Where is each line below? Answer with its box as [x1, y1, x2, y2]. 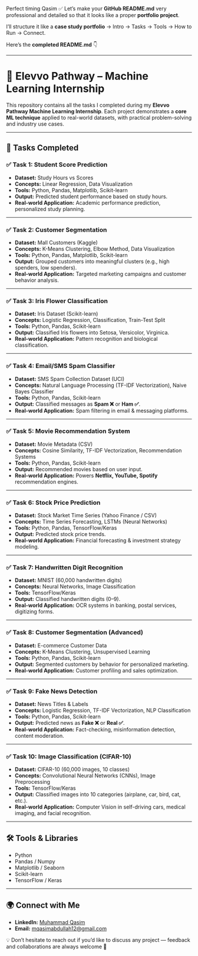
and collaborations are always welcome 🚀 [6, 943, 107, 950]
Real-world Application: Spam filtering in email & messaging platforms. [14, 407, 189, 414]
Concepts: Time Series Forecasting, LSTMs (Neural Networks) [14, 518, 168, 525]
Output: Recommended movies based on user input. [14, 465, 143, 472]
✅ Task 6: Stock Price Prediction [6, 498, 101, 507]
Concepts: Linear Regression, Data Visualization [14, 180, 133, 188]
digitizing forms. [14, 608, 54, 615]
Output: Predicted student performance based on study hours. [14, 193, 168, 200]
